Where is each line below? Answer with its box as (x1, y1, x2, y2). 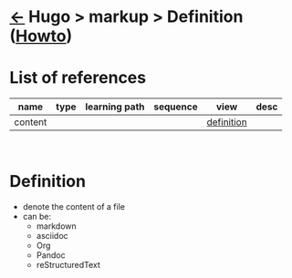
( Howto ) (9, 26, 73, 46)
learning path (85, 100, 145, 113)
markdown (36, 221, 78, 232)
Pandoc (36, 250, 66, 261)
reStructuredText (36, 260, 100, 271)
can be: (22, 211, 52, 222)
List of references (9, 67, 147, 88)
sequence (153, 100, 198, 113)
